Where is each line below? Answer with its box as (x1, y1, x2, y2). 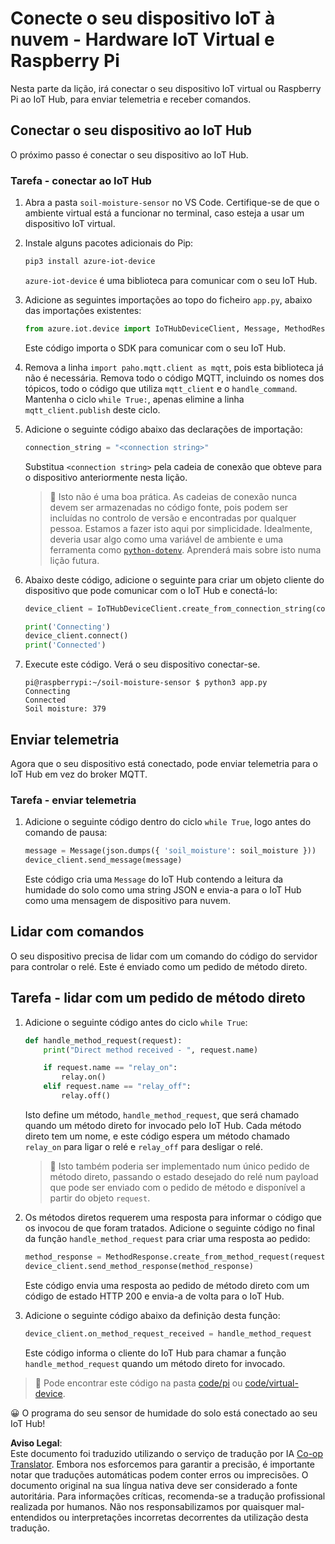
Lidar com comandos (10, 923, 145, 941)
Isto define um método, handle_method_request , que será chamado (24, 1108, 300, 1121)
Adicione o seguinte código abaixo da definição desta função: (24, 1309, 281, 1321)
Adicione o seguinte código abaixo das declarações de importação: (24, 423, 303, 435)
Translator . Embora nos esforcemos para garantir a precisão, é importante (10, 1458, 315, 1470)
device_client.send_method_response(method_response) (24, 1261, 254, 1271)
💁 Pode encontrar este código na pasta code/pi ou (34, 1377, 243, 1389)
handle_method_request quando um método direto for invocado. (24, 1357, 286, 1369)
